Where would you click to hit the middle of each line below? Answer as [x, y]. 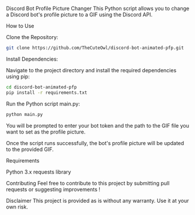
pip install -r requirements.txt [47, 93]
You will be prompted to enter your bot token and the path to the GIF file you [98, 125]
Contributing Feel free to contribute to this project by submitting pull [88, 183]
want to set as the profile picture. [46, 132]
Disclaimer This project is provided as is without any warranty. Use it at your [97, 200]
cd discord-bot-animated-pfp [41, 87]
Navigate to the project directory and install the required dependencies [91, 70]
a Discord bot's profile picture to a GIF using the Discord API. [79, 15]
